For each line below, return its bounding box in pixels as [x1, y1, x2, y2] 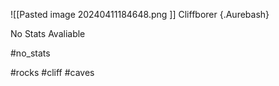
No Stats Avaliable [10, 28, 86, 39]
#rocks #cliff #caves [10, 67, 95, 78]
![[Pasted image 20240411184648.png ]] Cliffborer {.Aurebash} [10, 9, 270, 20]
